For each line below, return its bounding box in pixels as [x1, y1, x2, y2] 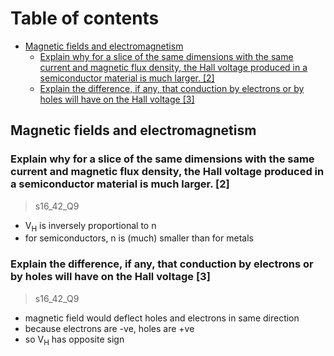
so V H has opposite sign [24, 333, 125, 347]
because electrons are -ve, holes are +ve [24, 322, 195, 334]
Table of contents [10, 7, 160, 30]
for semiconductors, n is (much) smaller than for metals [24, 232, 254, 244]
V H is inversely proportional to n [24, 219, 157, 234]
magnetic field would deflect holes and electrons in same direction [24, 312, 300, 324]
